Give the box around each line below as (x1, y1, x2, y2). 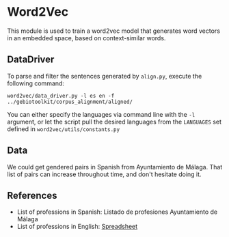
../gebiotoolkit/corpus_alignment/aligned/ (7, 98, 133, 105)
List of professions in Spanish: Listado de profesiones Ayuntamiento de (16, 208, 217, 216)
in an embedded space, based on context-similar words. (7, 33, 166, 42)
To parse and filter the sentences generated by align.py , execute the (7, 72, 202, 80)
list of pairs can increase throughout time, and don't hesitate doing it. (7, 170, 202, 178)
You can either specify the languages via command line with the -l (7, 110, 196, 118)
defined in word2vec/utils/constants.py (7, 124, 120, 133)
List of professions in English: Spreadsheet (16, 223, 138, 231)
